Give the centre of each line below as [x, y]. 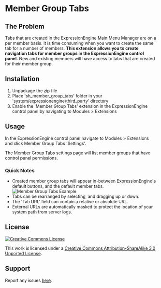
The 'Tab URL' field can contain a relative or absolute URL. [70, 201]
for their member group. [29, 64]
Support [18, 269]
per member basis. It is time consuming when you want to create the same [79, 43]
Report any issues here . [29, 280]
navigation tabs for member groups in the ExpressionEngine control [74, 53]
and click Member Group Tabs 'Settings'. [45, 143]
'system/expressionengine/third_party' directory [60, 101]
